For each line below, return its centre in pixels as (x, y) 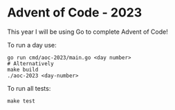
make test (21, 101)
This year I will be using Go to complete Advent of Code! (87, 32)
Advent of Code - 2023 (75, 13)
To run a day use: (32, 45)
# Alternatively (30, 63)
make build (23, 69)
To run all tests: (29, 88)
